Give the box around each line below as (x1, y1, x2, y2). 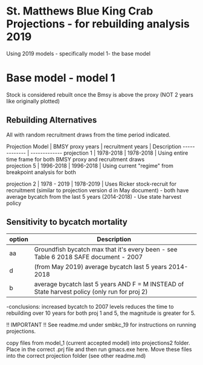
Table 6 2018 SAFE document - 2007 (34, 253, 143, 261)
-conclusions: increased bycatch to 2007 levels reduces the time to (6, 303, 174, 310)
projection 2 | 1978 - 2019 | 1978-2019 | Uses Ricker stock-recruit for (6, 180, 177, 187)
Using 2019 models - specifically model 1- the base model (6, 50, 151, 57)
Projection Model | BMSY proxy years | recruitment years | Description (6, 143, 182, 150)
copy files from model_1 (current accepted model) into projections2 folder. (6, 339, 190, 346)
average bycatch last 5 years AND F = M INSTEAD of (34, 280, 184, 288)
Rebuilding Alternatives (6, 115, 97, 125)
